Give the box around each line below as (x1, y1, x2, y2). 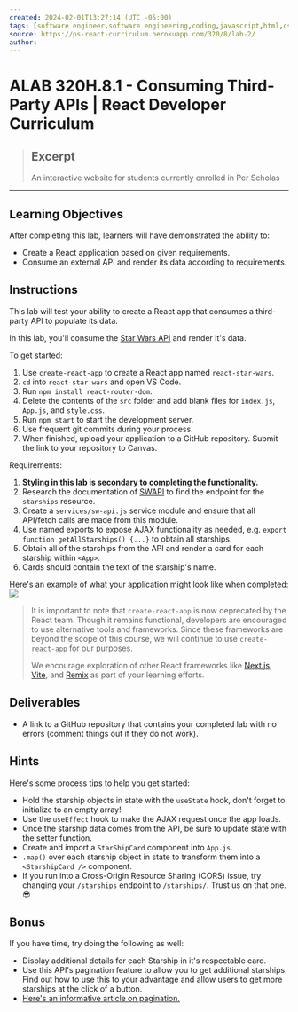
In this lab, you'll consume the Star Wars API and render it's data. (9, 332, 247, 343)
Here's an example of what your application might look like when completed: (9, 579, 289, 589)
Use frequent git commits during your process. (21, 423, 193, 434)
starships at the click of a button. (21, 984, 143, 994)
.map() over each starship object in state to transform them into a (21, 851, 261, 862)
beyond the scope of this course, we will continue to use (30, 633, 238, 644)
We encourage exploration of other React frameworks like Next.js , (30, 660, 272, 670)
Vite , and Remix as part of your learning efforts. (30, 669, 205, 680)
